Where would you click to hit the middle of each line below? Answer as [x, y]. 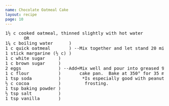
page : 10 [14, 19]
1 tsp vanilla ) [33, 99]
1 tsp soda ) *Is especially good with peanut [85, 79]
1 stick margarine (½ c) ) [38, 54]
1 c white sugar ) [33, 59]
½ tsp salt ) [33, 94]
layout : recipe [21, 15]
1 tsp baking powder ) [33, 89]
